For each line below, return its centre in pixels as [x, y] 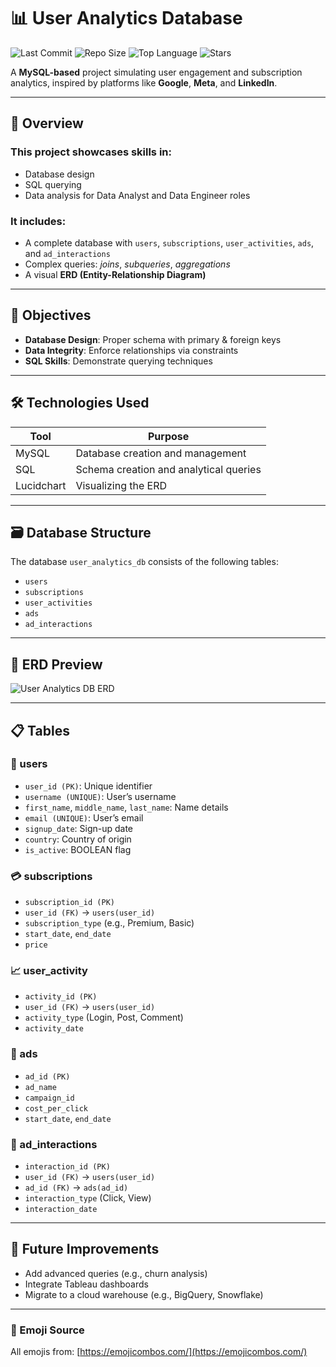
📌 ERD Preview [56, 664]
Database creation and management [161, 453]
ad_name [40, 1087]
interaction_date [61, 1210]
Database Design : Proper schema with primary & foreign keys [153, 339]
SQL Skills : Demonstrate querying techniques [118, 361]
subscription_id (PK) [69, 903]
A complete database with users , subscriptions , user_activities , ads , [169, 242]
